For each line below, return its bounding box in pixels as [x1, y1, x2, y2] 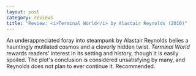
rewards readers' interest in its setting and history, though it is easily [6, 50, 179, 57]
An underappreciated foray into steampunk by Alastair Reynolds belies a [6, 37, 189, 44]
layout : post [6, 9, 40, 15]
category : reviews [6, 15, 53, 21]
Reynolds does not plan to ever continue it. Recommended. [6, 63, 156, 70]
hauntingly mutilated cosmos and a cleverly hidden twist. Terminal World [6, 43, 190, 50]
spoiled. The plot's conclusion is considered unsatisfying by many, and [6, 56, 186, 64]
